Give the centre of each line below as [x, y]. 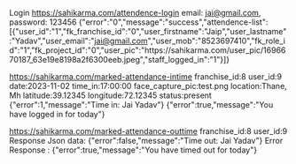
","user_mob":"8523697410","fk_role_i [217, 41]
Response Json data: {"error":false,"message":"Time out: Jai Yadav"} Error [146, 141]
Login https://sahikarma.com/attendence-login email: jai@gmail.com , [135, 13]
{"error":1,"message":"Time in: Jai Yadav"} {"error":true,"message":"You [141, 104]
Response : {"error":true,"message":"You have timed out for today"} [133, 150]
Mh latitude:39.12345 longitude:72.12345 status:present [111, 95]
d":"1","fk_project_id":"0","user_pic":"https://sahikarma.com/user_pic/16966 [148, 50]
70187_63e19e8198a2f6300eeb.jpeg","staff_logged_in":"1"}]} [120, 60]
